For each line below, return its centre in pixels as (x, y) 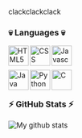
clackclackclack (35, 12)
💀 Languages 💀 (37, 32)
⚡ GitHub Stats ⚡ (41, 104)
